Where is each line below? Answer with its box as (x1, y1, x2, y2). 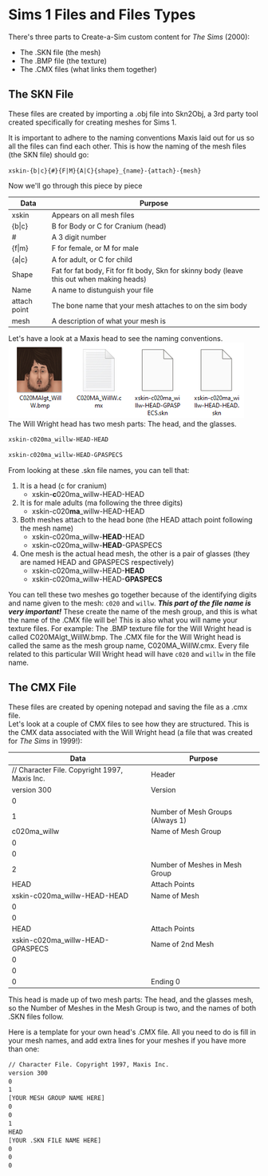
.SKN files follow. (8, 1011, 64, 1021)
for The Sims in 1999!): (8, 736, 83, 745)
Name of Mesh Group (151, 827, 222, 836)
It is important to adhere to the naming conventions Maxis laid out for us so (8, 133, 255, 142)
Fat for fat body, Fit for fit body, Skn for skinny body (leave (51, 265, 243, 275)
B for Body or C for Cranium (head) (51, 221, 167, 231)
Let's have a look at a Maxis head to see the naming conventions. (8, 334, 223, 343)
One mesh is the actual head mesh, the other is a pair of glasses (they (19, 549, 250, 558)
